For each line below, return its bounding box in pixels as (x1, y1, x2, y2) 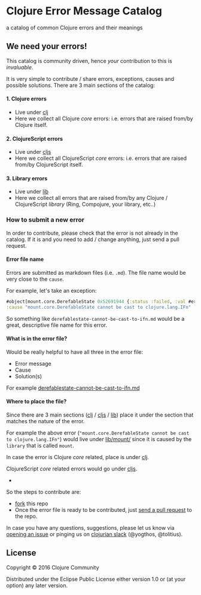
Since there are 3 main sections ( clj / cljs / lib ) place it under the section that (6, 411, 194, 418)
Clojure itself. (14, 121, 48, 128)
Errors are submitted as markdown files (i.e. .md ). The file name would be (6, 269, 187, 276)
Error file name (6, 256, 44, 263)
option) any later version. (6, 582, 68, 589)
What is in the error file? (6, 335, 68, 342)
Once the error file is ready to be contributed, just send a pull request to (14, 506, 193, 514)
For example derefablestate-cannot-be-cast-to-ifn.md (6, 384, 140, 391)
